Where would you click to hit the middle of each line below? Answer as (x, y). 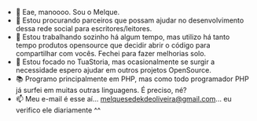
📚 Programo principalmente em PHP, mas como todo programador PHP (132, 79)
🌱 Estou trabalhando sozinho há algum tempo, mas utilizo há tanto (123, 37)
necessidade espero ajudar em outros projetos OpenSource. (114, 70)
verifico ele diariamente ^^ (58, 110)
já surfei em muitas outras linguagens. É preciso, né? (101, 90)
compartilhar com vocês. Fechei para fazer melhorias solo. (111, 53)
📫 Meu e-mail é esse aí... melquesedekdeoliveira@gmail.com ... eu (123, 99)
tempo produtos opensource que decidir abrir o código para (113, 45)
